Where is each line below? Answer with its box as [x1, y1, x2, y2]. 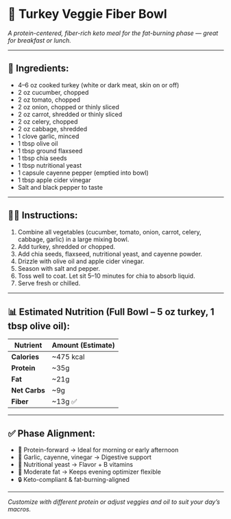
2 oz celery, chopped [17, 117, 78, 126]
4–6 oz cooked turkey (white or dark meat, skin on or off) [17, 80, 180, 89]
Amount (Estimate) [51, 340, 115, 350]
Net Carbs [11, 386, 45, 395]
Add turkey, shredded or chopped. [17, 242, 116, 250]
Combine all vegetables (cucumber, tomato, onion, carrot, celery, [17, 228, 202, 236]
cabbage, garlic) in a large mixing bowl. [17, 235, 130, 243]
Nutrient [14, 340, 42, 350]
